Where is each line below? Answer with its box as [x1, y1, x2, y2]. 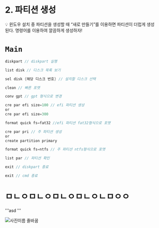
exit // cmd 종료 [5, 173, 38, 178]
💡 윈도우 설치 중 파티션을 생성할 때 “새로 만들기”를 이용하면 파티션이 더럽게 [5, 21, 146, 27]
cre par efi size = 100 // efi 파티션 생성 [5, 103, 85, 108]
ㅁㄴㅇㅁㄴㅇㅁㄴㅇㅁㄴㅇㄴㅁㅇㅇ [5, 191, 130, 202]
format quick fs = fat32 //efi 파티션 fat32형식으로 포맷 [5, 120, 111, 125]
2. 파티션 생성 [5, 4, 57, 16]
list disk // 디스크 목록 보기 [5, 67, 61, 73]
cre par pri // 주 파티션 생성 [5, 129, 62, 134]
